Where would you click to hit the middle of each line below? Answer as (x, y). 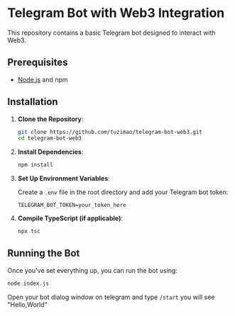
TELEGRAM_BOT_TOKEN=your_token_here (72, 205)
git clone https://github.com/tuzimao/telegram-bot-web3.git (110, 132)
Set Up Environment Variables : (64, 179)
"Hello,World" (27, 304)
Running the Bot (44, 253)
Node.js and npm (43, 79)
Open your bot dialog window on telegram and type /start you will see (111, 297)
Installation (33, 102)
